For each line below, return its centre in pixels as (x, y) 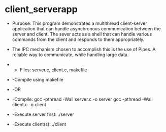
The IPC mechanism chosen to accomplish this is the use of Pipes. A (84, 49)
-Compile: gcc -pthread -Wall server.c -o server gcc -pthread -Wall (82, 99)
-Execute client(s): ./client (39, 124)
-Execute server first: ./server (43, 114)
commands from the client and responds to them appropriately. (78, 39)
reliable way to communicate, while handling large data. (70, 55)
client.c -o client (29, 104)
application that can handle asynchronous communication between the (86, 28)
